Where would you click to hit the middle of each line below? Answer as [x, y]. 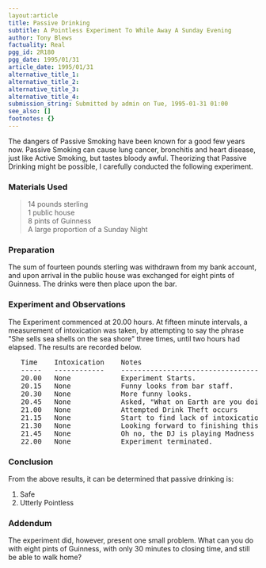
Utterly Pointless [46, 503]
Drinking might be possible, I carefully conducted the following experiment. [131, 166]
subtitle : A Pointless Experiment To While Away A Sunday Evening [120, 30]
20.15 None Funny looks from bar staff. [127, 386]
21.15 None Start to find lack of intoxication [142, 417]
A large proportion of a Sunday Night [87, 230]
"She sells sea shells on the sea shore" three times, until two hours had [124, 338]
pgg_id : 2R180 [32, 52]
